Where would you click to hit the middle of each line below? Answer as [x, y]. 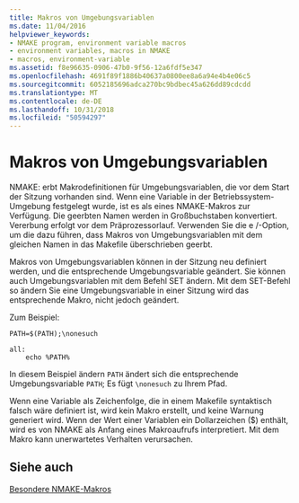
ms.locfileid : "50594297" [57, 118]
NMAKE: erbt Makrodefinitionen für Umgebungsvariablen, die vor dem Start [149, 187]
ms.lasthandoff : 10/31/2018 [62, 110]
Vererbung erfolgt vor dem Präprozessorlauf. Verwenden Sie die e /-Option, [149, 225]
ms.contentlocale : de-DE [56, 101]
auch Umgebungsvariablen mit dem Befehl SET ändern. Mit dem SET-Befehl [150, 281]
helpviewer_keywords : [50, 34]
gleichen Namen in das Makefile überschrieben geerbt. [111, 244]
